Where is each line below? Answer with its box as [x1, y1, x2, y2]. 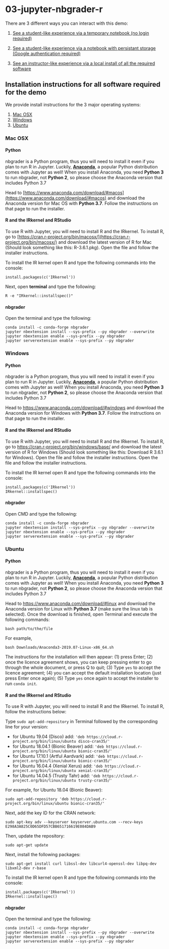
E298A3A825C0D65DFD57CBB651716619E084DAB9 [5, 824, 96, 829]
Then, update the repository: [5, 833, 65, 839]
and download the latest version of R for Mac [58, 239, 152, 245]
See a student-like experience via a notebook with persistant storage [12, 45, 156, 51]
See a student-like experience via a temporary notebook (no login [12, 30, 149, 36]
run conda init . [5, 680, 38, 687]
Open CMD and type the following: [5, 511, 77, 517]
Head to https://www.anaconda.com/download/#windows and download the [5, 405, 164, 411]
